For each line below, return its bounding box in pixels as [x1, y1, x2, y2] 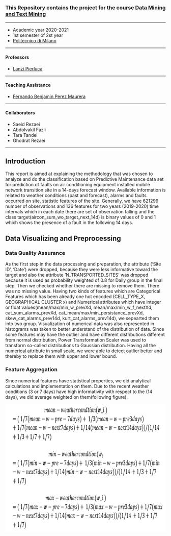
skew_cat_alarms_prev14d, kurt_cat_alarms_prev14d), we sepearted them [5, 315, 159, 322]
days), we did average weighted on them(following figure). [5, 394, 128, 400]
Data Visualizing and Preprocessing [5, 234, 121, 243]
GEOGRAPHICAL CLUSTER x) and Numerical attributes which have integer [5, 299, 161, 305]
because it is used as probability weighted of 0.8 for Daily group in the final [5, 277, 163, 283]
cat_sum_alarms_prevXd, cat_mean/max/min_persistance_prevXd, [5, 310, 144, 316]
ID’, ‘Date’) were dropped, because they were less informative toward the [5, 266, 158, 273]
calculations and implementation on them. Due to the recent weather [5, 383, 149, 389]
